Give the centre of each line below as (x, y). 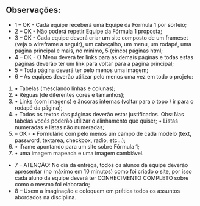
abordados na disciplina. (45, 197)
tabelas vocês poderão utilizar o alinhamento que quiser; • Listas (96, 121)
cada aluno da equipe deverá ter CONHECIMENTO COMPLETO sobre (102, 178)
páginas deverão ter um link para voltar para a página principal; (94, 63)
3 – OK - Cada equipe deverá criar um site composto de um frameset (101, 37)
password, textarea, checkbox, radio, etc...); (70, 140)
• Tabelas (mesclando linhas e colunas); (65, 88)
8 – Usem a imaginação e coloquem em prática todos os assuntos (97, 191)
